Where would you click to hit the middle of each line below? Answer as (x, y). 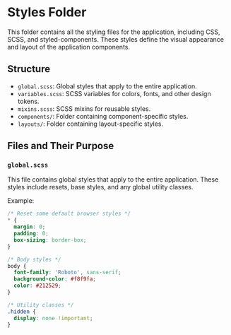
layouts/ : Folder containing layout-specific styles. (90, 124)
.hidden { (22, 312)
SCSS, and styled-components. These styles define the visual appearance (116, 39)
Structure (29, 69)
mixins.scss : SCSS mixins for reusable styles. (84, 108)
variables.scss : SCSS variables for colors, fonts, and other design (114, 93)
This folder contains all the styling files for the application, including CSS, (114, 32)
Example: (21, 201)
